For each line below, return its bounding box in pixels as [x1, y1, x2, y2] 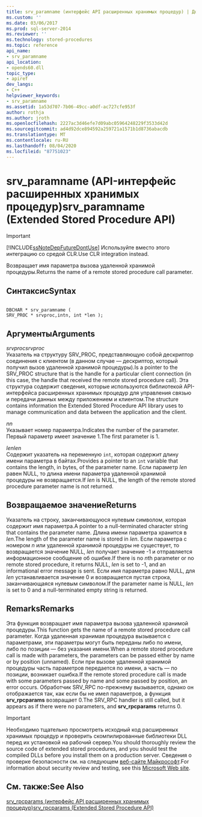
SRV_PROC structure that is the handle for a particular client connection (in [6, 370, 191, 377]
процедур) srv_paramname [6, 199, 145, 213]
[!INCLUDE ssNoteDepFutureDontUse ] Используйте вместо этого [6, 244, 170, 251]
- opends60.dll [6, 64, 44, 71]
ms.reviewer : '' [6, 31, 47, 37]
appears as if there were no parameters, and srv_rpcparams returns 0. [6, 702, 182, 709]
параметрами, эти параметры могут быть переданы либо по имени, [6, 639, 183, 646]
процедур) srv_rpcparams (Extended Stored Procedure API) [6, 804, 155, 811]
